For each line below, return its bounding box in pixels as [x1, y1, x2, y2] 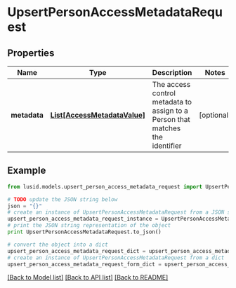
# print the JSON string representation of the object [7, 222, 171, 229]
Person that [152, 115, 191, 124]
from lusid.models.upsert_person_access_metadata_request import [7, 183, 202, 190]
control [152, 88, 176, 98]
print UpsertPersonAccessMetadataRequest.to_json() [7, 228, 162, 235]
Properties [7, 47, 55, 59]
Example [7, 165, 46, 177]
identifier [152, 141, 182, 151]
